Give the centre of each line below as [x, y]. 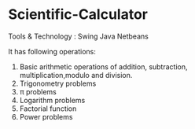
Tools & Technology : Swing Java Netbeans [79, 36]
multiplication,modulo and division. [76, 75]
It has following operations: [52, 51]
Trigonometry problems [58, 83]
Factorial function [48, 109]
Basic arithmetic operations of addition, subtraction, [103, 66]
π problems [38, 91]
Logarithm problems [52, 100]
